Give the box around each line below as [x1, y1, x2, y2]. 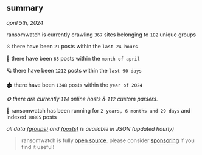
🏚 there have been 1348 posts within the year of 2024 [6, 81, 143, 88]
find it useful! [21, 143, 55, 150]
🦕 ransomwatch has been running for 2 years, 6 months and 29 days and [6, 107, 191, 114]
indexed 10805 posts [6, 113, 57, 120]
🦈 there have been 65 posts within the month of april [6, 54, 140, 62]
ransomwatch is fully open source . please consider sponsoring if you [21, 137, 195, 144]
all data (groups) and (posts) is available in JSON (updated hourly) [6, 125, 175, 132]
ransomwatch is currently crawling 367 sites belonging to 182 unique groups [6, 31, 197, 38]
